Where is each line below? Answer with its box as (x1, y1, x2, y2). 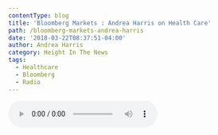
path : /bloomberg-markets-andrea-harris (8, 26, 145, 34)
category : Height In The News (8, 48, 109, 56)
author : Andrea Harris (8, 41, 84, 49)
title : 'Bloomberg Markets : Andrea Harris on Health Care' (8, 19, 212, 27)
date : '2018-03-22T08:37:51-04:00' (8, 33, 127, 42)
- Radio (15, 78, 41, 86)
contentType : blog (8, 11, 69, 20)
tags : (8, 56, 26, 64)
